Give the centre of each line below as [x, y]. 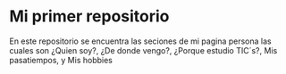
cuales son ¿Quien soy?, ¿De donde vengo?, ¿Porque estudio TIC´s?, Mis [143, 50]
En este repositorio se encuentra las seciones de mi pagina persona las [140, 41]
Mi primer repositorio [89, 16]
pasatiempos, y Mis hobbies [61, 60]
